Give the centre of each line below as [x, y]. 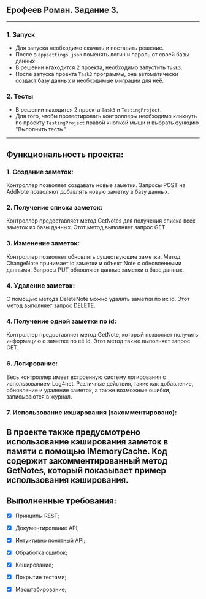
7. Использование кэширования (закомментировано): [92, 412]
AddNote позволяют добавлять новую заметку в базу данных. [88, 192]
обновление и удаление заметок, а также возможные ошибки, [89, 390]
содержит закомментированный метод [87, 461]
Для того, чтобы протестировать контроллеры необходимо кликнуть [106, 116]
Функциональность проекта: [65, 154]
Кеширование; [34, 565]
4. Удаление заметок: [41, 286]
